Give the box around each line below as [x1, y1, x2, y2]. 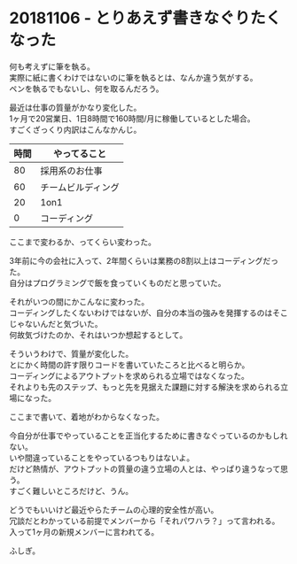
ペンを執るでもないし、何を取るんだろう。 [9, 83, 164, 94]
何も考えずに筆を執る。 [9, 61, 95, 72]
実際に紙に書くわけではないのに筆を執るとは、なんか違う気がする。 [9, 72, 258, 82]
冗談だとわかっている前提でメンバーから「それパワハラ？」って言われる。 [9, 515, 280, 526]
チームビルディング [40, 181, 120, 193]
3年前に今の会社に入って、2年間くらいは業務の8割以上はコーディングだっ [9, 255, 279, 266]
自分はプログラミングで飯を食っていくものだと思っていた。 [9, 277, 226, 288]
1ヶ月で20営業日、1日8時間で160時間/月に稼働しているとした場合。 [9, 112, 255, 124]
